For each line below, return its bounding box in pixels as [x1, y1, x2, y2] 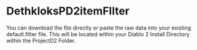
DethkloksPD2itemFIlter [6, 4, 130, 18]
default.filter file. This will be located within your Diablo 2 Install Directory [6, 30, 190, 37]
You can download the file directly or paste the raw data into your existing [6, 24, 192, 31]
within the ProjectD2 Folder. [6, 37, 76, 44]
